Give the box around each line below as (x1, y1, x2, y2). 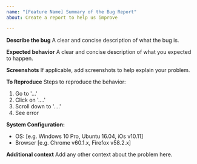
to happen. (6, 54, 33, 62)
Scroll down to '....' (15, 102, 62, 110)
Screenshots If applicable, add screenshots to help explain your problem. (6, 66, 190, 73)
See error (15, 109, 39, 116)
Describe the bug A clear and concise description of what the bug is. (6, 36, 179, 44)
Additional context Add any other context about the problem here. (6, 151, 173, 158)
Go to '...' (15, 90, 38, 97)
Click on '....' (15, 96, 46, 103)
